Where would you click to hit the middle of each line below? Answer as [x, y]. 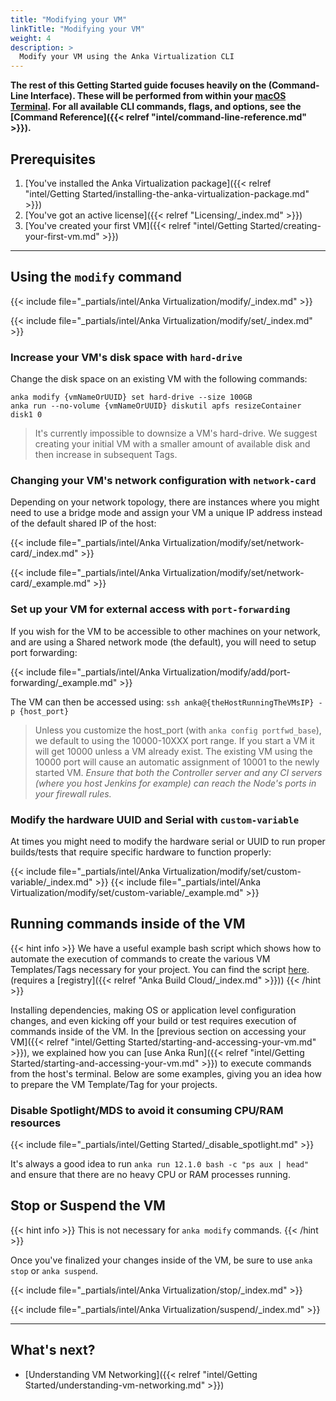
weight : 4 [31, 38]
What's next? [53, 1350]
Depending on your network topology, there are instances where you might [165, 502]
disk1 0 [26, 415]
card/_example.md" [51, 583]
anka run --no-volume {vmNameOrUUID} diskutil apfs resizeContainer [156, 406]
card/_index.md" [44, 553]
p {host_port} [40, 711]
